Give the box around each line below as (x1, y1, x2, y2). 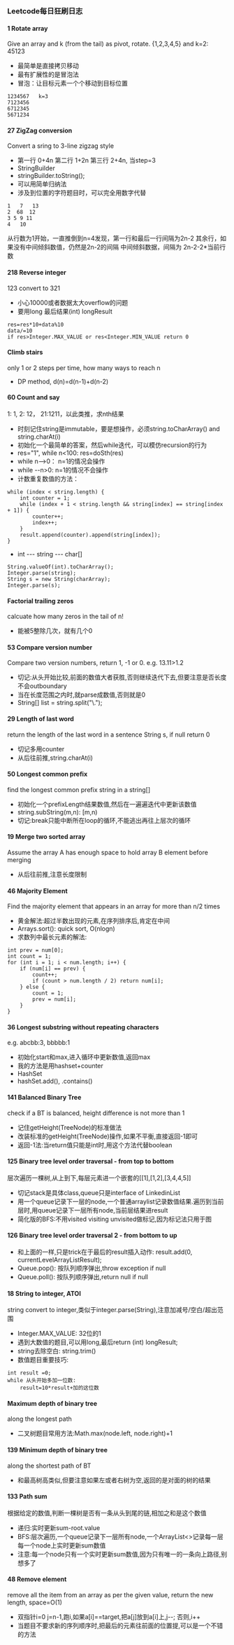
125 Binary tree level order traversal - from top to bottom (7, 1157, 175, 1166)
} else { (20, 983, 45, 991)
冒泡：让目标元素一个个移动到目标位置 (17, 79, 128, 88)
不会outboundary (17, 682, 68, 690)
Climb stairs (7, 348, 43, 357)
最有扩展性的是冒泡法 (17, 70, 79, 79)
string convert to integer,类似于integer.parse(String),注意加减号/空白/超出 (7, 1306, 218, 1314)
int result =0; (7, 1370, 52, 1377)
